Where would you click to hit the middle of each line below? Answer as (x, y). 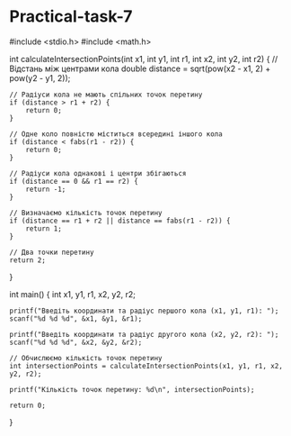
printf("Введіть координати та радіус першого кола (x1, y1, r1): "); (144, 311)
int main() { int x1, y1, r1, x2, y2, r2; (73, 294)
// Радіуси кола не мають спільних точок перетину (106, 95)
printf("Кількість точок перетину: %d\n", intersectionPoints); (132, 389)
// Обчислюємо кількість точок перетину (86, 358)
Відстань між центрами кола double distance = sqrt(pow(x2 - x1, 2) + (140, 68)
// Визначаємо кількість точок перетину (86, 213)
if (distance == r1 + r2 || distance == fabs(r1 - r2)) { (120, 221)
